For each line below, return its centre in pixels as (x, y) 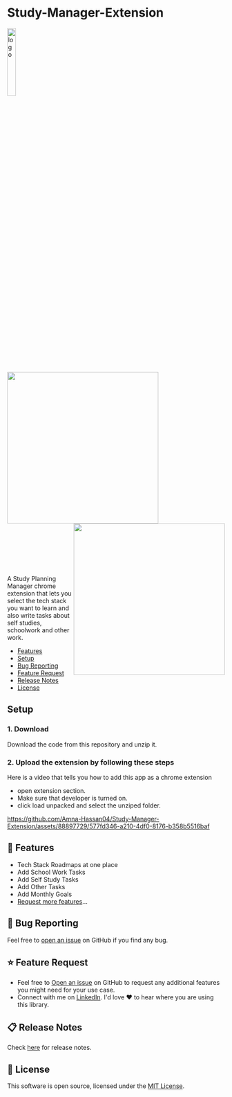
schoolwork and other (38, 630)
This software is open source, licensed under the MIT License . (96, 1086)
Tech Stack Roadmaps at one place (68, 864)
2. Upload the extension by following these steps (91, 762)
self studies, (25, 623)
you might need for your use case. (66, 990)
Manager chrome (32, 586)
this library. (33, 1005)
